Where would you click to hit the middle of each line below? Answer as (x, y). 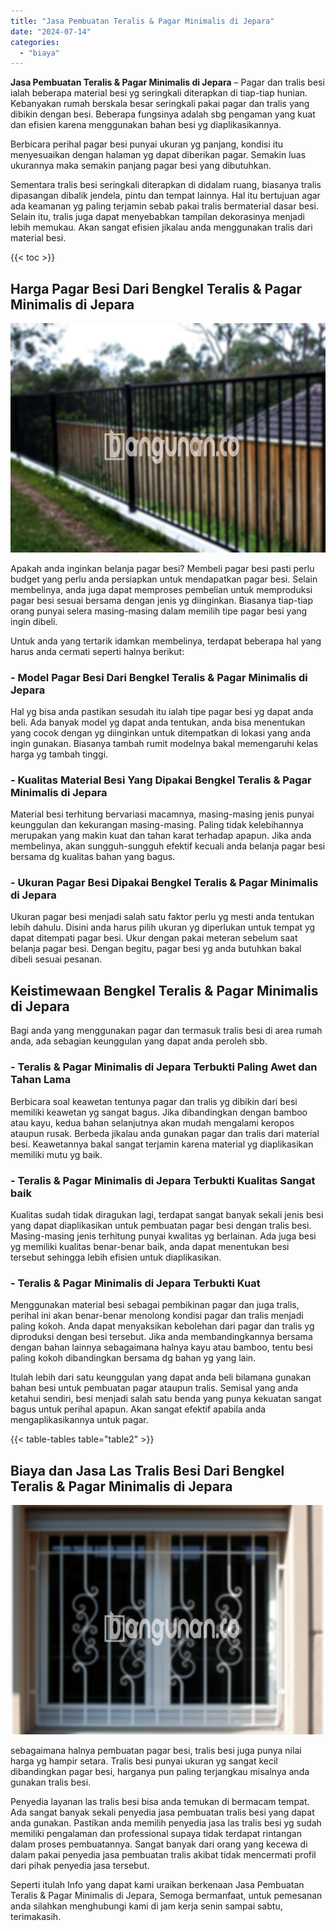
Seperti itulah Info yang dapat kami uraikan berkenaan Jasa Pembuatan (157, 1884)
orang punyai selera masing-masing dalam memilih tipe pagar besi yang (159, 611)
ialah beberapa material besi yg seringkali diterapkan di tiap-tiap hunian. (159, 93)
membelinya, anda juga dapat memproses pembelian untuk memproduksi (161, 589)
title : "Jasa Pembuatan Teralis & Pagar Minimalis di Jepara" (142, 21)
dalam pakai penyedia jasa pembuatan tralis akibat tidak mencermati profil (163, 1854)
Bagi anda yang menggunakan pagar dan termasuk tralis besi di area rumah (166, 1031)
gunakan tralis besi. (51, 1782)
